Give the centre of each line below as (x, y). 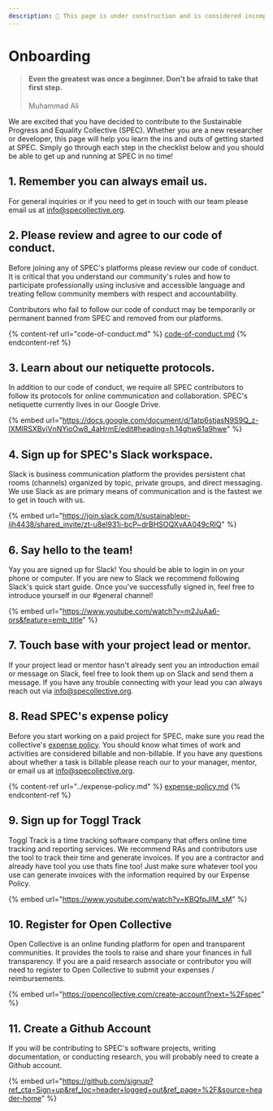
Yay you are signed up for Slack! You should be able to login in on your (127, 570)
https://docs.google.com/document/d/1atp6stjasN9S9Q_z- (160, 420)
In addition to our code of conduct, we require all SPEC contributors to (126, 388)
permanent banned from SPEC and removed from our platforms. (116, 318)
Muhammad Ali (54, 106)
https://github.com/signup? (108, 1081)
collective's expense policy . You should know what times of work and (125, 744)
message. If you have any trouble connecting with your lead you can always (135, 682)
